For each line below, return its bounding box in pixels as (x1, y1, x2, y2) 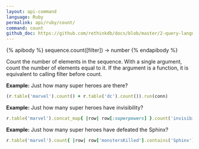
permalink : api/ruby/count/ (6, 19, 76, 25)
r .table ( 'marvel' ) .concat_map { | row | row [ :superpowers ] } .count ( (6, 115, 171, 121)
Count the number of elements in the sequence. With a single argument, (6, 58, 182, 65)
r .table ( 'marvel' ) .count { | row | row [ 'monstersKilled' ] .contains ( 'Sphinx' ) (6, 137, 195, 143)
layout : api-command (6, 8, 57, 15)
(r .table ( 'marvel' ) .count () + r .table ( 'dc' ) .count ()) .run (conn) (6, 94, 168, 100)
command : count (6, 25, 44, 31)
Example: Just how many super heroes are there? (6, 82, 129, 89)
